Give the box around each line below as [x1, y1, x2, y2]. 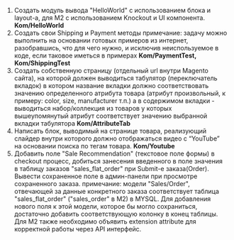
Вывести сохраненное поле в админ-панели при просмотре [13, 172, 198, 180]
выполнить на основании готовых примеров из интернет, [13, 36, 189, 45]
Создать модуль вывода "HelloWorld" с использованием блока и [13, 6, 211, 14]
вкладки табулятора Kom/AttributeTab [13, 119, 131, 127]
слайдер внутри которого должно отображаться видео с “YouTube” [13, 134, 220, 143]
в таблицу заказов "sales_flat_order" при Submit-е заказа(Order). [13, 165, 209, 173]
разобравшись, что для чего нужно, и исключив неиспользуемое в [13, 44, 219, 52]
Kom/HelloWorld [13, 21, 65, 29]
